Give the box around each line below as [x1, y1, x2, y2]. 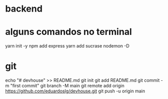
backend [5, 3, 43, 15]
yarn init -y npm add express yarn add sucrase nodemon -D [5, 43, 130, 49]
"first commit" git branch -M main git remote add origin [10, 83, 125, 89]
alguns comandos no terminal [5, 26, 132, 38]
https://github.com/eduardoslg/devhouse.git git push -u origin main [5, 88, 145, 94]
